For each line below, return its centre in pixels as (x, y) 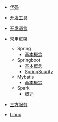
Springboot (29, 60)
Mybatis (26, 77)
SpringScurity (39, 71)
